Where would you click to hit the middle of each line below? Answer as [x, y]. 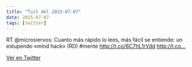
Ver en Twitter [24, 58]
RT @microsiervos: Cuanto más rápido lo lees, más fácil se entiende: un [95, 40]
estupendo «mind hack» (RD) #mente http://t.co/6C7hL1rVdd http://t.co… [96, 46]
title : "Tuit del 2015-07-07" [44, 12]
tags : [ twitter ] [26, 23]
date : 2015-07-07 [28, 17]
